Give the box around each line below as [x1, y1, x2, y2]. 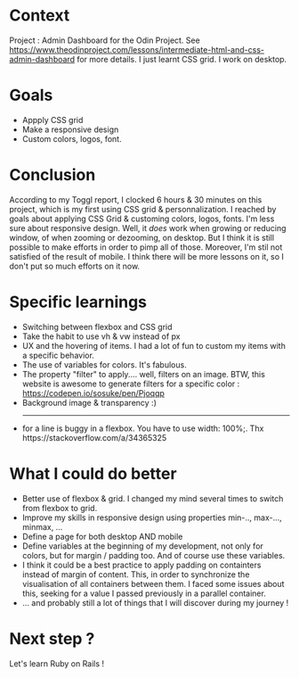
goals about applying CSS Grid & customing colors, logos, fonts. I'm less [9, 213, 275, 224]
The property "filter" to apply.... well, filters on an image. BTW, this [21, 368, 265, 379]
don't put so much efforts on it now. [9, 260, 141, 271]
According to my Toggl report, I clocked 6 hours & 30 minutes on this [9, 194, 263, 205]
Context [9, 5, 70, 26]
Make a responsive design [21, 124, 119, 135]
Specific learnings [9, 292, 148, 312]
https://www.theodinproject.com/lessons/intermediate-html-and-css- [9, 44, 265, 54]
